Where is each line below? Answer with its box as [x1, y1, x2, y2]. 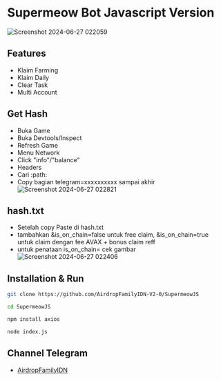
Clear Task [17, 81, 48, 89]
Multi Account [17, 88, 57, 96]
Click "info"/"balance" [17, 155, 81, 164]
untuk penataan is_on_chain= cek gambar [17, 245, 136, 253]
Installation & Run [7, 273, 84, 284]
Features [7, 48, 46, 59]
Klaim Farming [17, 66, 59, 74]
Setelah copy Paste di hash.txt [17, 223, 104, 232]
